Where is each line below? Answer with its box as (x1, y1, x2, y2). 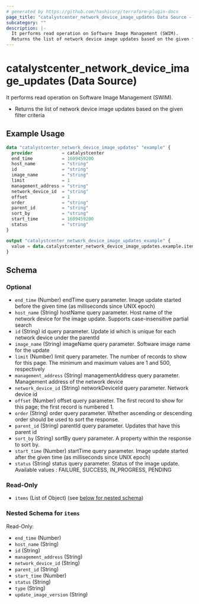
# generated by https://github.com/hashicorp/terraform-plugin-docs (6, 8, 179, 15)
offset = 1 (11, 194, 70, 200)
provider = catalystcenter (11, 150, 105, 156)
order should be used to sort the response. (14, 416, 120, 423)
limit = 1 (11, 178, 70, 184)
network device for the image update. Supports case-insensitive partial (14, 315, 189, 323)
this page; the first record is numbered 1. (14, 403, 114, 410)
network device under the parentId (14, 334, 99, 341)
